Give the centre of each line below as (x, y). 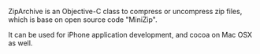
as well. (20, 43)
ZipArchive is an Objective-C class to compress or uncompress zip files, (125, 11)
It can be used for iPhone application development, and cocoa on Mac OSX (130, 35)
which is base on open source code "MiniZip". (83, 20)
